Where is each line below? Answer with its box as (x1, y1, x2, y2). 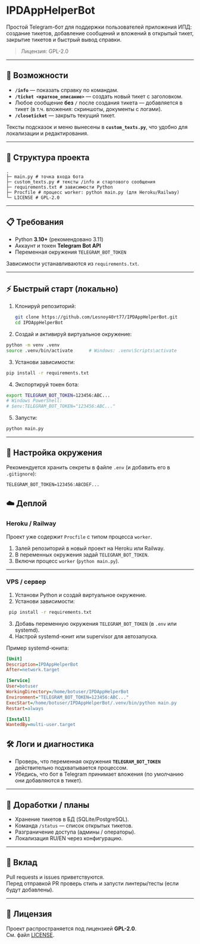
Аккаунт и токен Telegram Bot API (14, 242, 101, 250)
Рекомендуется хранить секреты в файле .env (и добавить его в (6, 463, 171, 471)
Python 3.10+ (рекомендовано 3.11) (14, 236, 104, 243)
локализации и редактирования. (6, 130, 89, 137)
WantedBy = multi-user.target (6, 722, 76, 728)
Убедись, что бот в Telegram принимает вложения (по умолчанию (14, 771, 184, 778)
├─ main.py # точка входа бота (6, 174, 84, 180)
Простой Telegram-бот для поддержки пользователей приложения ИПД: (6, 23, 192, 30)
